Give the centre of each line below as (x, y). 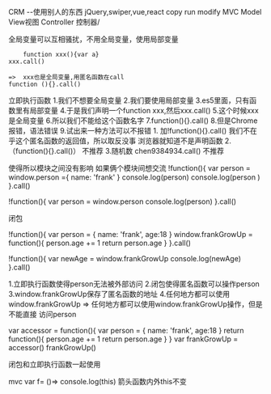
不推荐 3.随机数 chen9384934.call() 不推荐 (153, 151)
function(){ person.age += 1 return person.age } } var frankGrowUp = (123, 339)
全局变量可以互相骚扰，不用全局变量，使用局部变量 (93, 39)
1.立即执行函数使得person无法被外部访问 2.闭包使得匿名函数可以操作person (134, 284)
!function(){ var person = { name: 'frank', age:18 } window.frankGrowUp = (131, 234)
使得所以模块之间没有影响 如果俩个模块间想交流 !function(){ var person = (129, 168)
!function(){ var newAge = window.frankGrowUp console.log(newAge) (125, 258)
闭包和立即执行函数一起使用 (55, 364)
